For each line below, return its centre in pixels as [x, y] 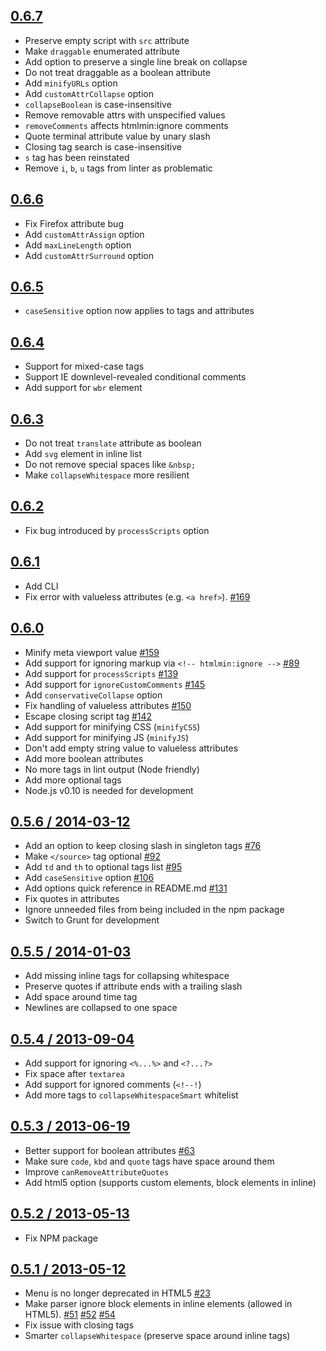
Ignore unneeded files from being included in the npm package [154, 910]
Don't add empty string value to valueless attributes [131, 748]
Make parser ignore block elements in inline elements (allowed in [158, 1304]
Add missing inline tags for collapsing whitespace [127, 976]
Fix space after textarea [74, 1073]
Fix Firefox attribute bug [74, 223]
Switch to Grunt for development [92, 920]
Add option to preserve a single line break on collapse [136, 61]
